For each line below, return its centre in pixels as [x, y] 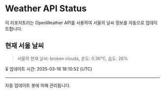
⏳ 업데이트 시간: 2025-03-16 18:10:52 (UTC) [49, 69]
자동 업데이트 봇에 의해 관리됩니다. [38, 85]
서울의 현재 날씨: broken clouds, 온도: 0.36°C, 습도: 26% [73, 58]
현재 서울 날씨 [25, 46]
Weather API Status [46, 9]
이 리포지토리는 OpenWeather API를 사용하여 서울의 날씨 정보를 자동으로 [75, 23]
